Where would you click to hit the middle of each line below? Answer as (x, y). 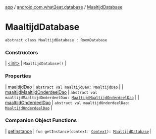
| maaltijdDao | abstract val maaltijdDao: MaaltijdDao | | (64, 87)
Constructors (22, 52)
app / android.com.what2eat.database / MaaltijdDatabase (64, 7)
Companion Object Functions (41, 120)
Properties (18, 76)
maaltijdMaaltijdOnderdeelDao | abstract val (51, 92)
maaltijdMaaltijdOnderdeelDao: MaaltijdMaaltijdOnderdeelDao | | (72, 97)
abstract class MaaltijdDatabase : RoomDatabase (56, 40)
